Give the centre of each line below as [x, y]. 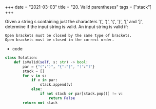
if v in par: [44, 80]
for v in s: [35, 76]
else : [37, 89]
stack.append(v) [56, 85]
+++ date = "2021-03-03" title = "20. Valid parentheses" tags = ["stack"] [78, 7]
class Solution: [21, 58]
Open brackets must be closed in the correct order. [60, 40]
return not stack [40, 103]
